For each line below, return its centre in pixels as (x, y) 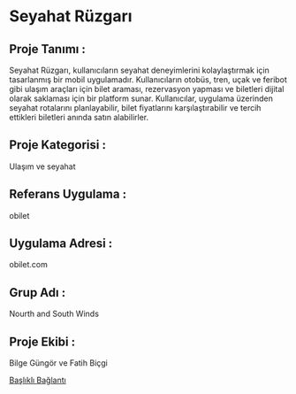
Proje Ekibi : (42, 341)
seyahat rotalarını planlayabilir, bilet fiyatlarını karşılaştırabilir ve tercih (135, 108)
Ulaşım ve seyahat (43, 166)
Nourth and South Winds (54, 314)
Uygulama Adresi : (61, 244)
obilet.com (29, 265)
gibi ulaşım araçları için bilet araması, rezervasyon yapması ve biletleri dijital (147, 89)
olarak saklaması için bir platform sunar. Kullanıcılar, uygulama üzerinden (141, 98)
